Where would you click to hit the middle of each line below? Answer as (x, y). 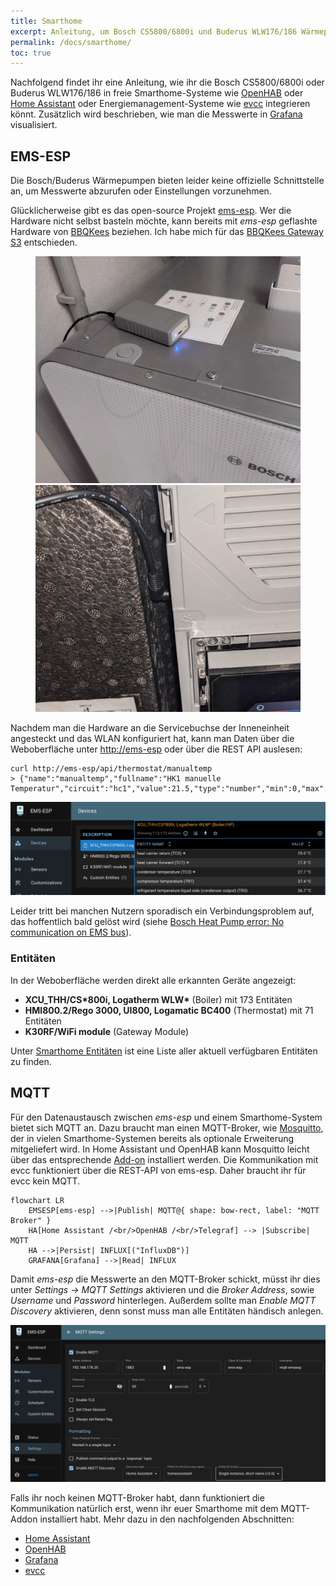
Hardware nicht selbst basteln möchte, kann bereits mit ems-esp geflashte (164, 221)
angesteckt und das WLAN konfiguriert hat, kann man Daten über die (152, 739)
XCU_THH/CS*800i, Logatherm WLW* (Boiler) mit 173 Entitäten (158, 999)
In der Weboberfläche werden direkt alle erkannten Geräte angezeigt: (153, 980)
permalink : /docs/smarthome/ (71, 42)
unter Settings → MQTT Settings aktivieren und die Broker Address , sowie (162, 1289)
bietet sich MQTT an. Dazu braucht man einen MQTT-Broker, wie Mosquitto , (167, 1127)
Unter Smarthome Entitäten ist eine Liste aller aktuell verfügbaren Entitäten (164, 1051)
